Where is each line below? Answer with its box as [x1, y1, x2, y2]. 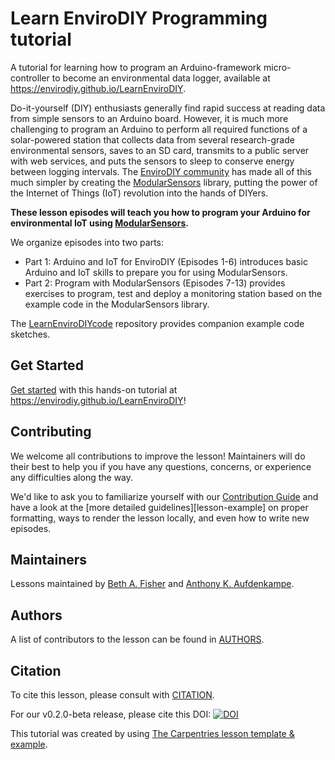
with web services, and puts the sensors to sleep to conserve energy [10, 155, 295, 167]
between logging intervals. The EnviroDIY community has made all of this [10, 165, 312, 177]
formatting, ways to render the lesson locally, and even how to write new [10, 512, 310, 524]
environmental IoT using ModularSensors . [10, 217, 189, 229]
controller [10, 72, 50, 84]
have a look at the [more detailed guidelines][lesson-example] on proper [10, 501, 309, 513]
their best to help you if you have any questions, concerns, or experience [10, 460, 312, 472]
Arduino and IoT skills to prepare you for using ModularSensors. [24, 266, 288, 278]
